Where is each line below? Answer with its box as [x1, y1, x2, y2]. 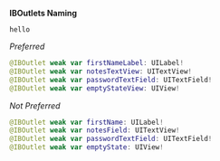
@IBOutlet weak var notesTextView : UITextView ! [9, 67, 193, 76]
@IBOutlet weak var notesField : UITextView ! [9, 126, 180, 135]
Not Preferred [9, 99, 61, 111]
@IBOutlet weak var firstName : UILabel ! [9, 118, 165, 127]
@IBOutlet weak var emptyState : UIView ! [9, 143, 165, 152]
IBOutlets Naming [9, 8, 78, 18]
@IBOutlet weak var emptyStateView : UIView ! [9, 83, 180, 93]
